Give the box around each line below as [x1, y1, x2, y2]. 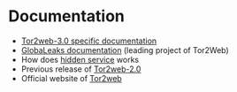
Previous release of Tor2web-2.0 [20, 64, 141, 74]
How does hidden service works [20, 54, 139, 65]
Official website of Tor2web [20, 73, 123, 83]
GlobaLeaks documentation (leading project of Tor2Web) [20, 44, 229, 55]
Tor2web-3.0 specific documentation [20, 35, 157, 46]
